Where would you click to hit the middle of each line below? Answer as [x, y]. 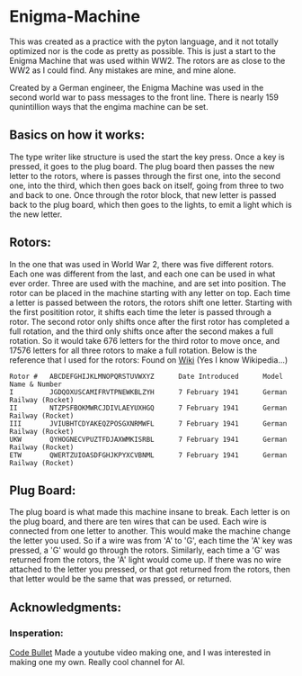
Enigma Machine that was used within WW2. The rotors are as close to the [147, 60]
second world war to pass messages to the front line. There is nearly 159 [144, 97]
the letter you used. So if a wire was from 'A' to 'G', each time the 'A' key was [151, 541]
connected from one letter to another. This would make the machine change [150, 531]
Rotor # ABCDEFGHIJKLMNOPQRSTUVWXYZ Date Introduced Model [146, 376]
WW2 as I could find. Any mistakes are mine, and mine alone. [123, 70]
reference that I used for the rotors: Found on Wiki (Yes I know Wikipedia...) [149, 360]
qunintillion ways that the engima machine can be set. [109, 106]
